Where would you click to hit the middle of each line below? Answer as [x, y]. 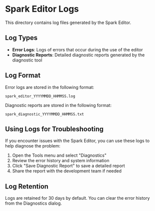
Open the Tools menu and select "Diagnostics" [59, 155]
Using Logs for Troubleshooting [54, 129]
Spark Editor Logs [42, 9]
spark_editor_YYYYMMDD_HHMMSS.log [40, 96]
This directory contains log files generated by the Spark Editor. [68, 22]
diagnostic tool [27, 60]
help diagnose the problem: [33, 146]
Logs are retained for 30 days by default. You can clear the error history [77, 198]
